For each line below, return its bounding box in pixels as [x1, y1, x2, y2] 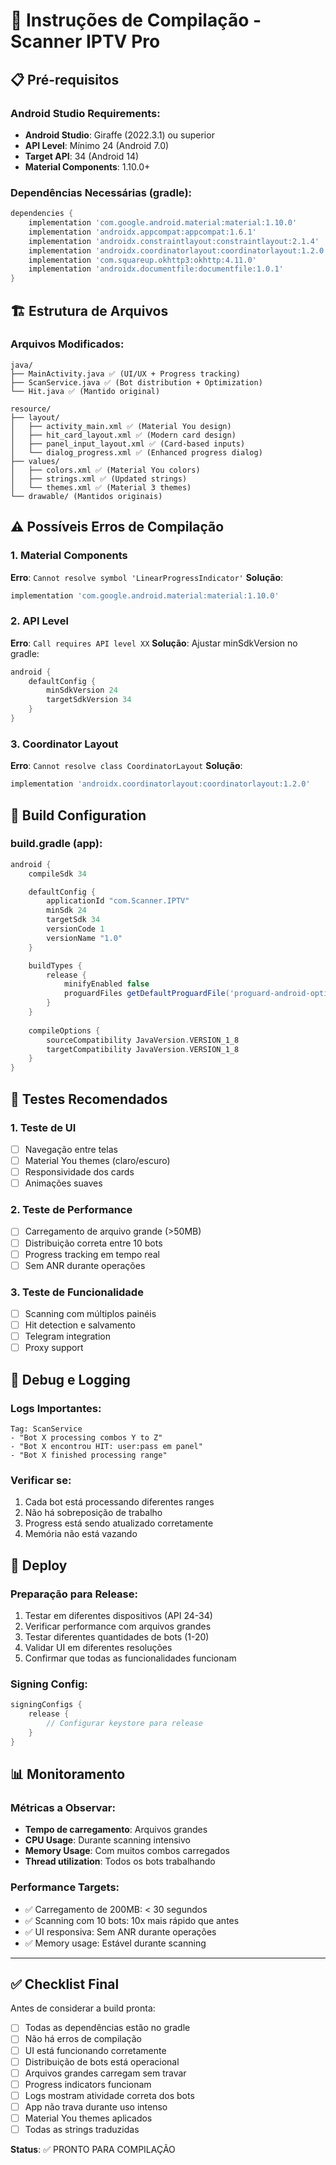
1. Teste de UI [10, 1120, 77, 1134]
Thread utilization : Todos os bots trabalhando [24, 1855, 216, 1868]
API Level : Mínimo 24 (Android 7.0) [24, 139, 170, 151]
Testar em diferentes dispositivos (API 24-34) [24, 1609, 213, 1621]
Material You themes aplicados [24, 2112, 153, 2124]
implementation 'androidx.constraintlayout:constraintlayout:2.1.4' [28, 236, 320, 246]
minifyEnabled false [63, 979, 150, 989]
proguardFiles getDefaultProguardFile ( [63, 989, 230, 999]
